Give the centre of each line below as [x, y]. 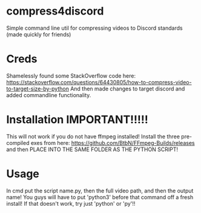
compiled [18, 143]
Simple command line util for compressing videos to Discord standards [94, 28]
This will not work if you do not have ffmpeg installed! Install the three [93, 136]
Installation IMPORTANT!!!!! [77, 120]
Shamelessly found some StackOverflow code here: [71, 76]
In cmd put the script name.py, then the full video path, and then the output [100, 191]
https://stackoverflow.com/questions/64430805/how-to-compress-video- [99, 82]
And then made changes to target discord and [128, 89]
